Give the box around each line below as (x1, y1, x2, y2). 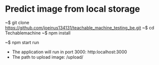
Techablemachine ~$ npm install (5, 30, 71, 36)
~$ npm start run (5, 39, 39, 45)
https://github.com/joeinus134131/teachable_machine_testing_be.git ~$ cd (5, 24, 155, 30)
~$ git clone (5, 20, 29, 25)
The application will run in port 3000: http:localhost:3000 (12, 49, 127, 55)
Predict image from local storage (5, 3, 140, 15)
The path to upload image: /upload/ (12, 54, 84, 60)
